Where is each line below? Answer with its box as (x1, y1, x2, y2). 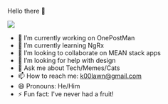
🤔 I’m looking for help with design (17, 57, 116, 64)
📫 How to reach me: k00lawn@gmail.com (17, 71, 142, 80)
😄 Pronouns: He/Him (17, 82, 80, 90)
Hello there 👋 (7, 7, 46, 15)
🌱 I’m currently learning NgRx (17, 41, 105, 50)
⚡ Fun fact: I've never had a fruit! (17, 90, 114, 98)
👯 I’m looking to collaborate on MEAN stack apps (17, 49, 162, 57)
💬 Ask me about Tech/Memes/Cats (17, 64, 120, 72)
